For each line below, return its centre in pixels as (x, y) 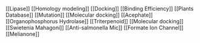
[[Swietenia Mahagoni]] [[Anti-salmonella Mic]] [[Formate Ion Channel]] (95, 27)
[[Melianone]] (23, 34)
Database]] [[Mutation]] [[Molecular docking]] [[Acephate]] (79, 15)
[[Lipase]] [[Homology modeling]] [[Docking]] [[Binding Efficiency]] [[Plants (100, 9)
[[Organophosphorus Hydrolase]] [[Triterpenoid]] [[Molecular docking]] (95, 21)
